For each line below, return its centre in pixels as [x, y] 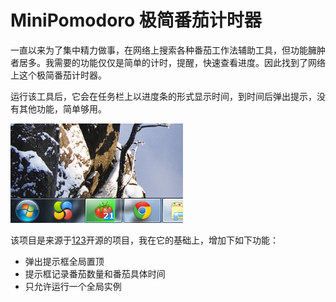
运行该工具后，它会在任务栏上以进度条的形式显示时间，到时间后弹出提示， [163, 96]
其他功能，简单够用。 [62, 108]
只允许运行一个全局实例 [73, 286]
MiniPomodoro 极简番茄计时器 [136, 20]
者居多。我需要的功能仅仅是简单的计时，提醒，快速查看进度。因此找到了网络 [168, 62]
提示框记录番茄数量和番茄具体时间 [95, 273]
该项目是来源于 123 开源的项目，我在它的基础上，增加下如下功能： [144, 240]
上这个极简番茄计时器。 [58, 75]
